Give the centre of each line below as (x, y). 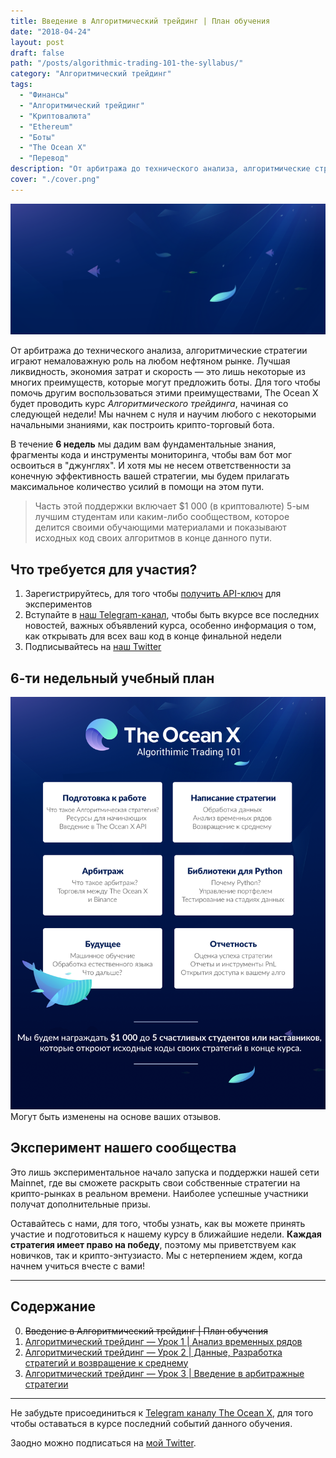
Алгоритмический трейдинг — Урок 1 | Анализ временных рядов (163, 1341)
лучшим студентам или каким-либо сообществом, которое (162, 517)
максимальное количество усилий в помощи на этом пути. (137, 487)
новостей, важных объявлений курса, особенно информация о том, (170, 626)
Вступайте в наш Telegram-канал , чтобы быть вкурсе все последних (172, 615)
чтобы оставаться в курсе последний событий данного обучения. (151, 1423)
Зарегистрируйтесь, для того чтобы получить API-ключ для (153, 594)
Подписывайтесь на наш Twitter (93, 647)
